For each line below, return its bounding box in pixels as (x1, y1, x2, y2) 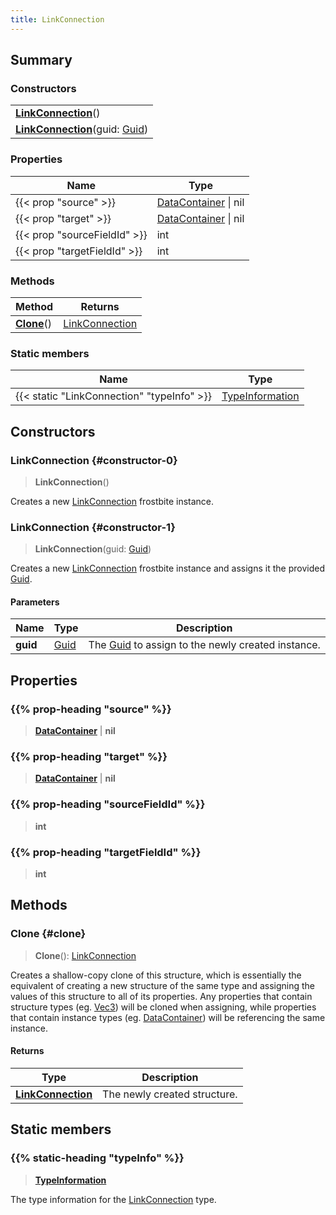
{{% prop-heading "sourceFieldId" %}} (10, 797, 206, 811)
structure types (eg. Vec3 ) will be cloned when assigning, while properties (10, 1001, 317, 1013)
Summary (10, 52, 73, 69)
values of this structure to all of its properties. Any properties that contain (10, 990, 313, 1002)
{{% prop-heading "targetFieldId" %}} (10, 845, 202, 859)
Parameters (10, 596, 60, 608)
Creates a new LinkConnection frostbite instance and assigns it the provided (10, 562, 325, 575)
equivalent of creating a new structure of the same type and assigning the (10, 979, 315, 991)
